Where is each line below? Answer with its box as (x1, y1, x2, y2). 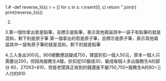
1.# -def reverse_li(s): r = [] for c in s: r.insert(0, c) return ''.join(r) (5, 4, 137, 10)
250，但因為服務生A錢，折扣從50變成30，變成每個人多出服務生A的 (18, 58, 156, 64)
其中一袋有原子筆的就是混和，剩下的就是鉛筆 (9, 41, 101, 47)
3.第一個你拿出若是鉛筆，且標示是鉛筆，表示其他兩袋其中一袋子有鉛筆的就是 (5, 29, 161, 35)
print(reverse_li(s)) (5, 9, 43, 15)
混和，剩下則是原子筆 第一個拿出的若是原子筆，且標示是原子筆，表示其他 (5, 36, 154, 41)
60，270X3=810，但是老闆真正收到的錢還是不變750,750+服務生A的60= (10, 64, 157, 70)
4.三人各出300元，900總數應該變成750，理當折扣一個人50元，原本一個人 (5, 52, 156, 58)
